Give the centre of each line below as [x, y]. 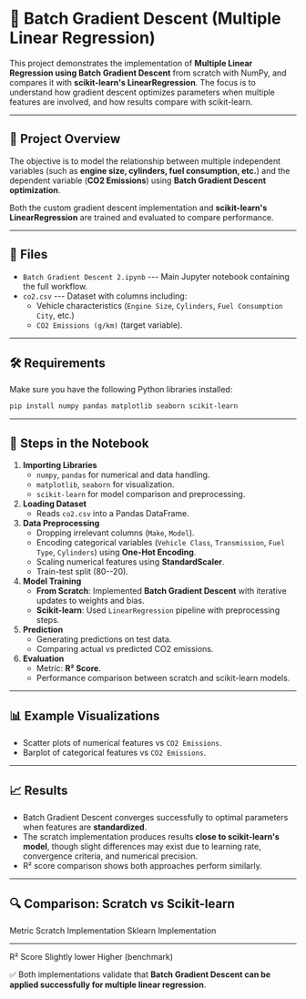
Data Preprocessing [61, 524]
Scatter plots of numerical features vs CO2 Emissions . [122, 742]
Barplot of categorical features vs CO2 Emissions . [114, 752]
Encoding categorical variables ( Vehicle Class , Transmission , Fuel [160, 543]
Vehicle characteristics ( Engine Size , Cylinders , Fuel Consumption [160, 305]
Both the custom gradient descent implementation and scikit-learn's [138, 208]
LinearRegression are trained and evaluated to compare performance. [142, 217]
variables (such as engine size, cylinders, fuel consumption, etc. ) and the [150, 170]
